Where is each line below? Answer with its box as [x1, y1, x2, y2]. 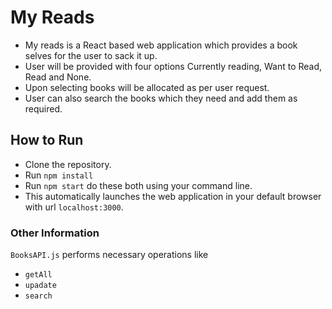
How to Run [10, 132, 84, 149]
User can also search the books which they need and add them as [24, 92, 298, 104]
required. [24, 102, 63, 115]
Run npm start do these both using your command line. [24, 179, 253, 191]
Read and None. [24, 71, 92, 83]
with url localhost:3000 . [24, 201, 124, 213]
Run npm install [24, 169, 94, 181]
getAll [24, 270, 53, 280]
